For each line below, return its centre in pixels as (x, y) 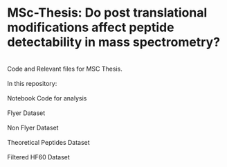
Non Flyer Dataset (33, 128)
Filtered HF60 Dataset (39, 157)
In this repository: (32, 83)
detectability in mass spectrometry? (113, 42)
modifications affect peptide (91, 27)
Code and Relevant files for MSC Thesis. (65, 69)
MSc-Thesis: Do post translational (107, 13)
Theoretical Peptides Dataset (48, 142)
